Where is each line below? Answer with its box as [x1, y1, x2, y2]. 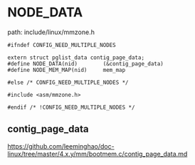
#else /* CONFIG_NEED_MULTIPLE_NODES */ [7, 79, 130, 86]
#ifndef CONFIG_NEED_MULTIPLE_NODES [7, 41, 116, 48]
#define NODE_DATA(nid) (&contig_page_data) [7, 60, 164, 68]
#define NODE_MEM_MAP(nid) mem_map [7, 66, 126, 73]
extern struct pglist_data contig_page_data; [7, 54, 144, 61]
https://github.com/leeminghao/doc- [7, 142, 115, 150]
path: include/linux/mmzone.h [7, 28, 95, 36]
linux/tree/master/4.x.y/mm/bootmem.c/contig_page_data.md [7, 149, 188, 158]
